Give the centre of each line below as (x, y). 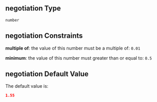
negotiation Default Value (47, 74)
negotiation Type (33, 8)
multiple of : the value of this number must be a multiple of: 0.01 (73, 48)
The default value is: (27, 86)
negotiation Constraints (44, 36)
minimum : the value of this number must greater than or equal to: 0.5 (79, 58)
